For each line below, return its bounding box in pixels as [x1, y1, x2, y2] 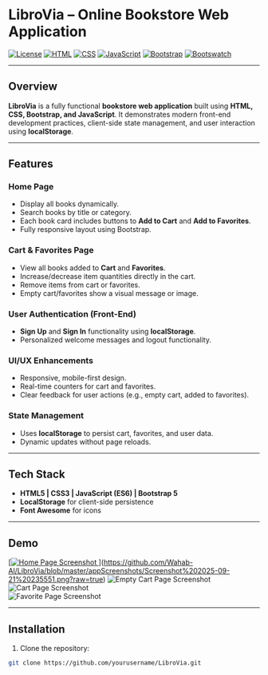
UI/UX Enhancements [8, 354, 94, 365]
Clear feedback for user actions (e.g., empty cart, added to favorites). [19, 390, 250, 400]
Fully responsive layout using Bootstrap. [19, 225, 152, 234]
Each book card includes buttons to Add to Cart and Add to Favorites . [19, 216, 251, 226]
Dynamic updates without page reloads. [19, 437, 152, 446]
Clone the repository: [19, 644, 90, 653]
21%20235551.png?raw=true [8, 574, 104, 585]
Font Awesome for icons [19, 505, 102, 515]
